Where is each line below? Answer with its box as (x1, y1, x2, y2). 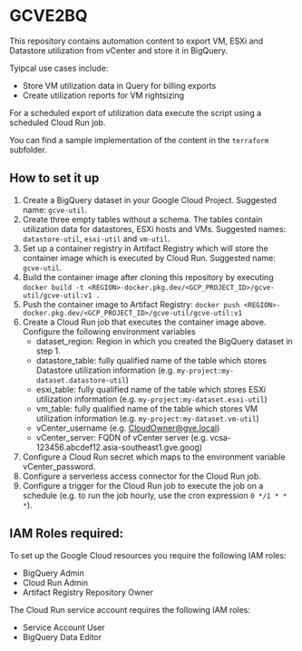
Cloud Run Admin (22, 577, 89, 588)
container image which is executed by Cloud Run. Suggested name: (22, 252, 277, 263)
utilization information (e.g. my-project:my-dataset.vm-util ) (35, 413, 260, 423)
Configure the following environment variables (22, 325, 197, 336)
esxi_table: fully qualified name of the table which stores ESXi (35, 384, 266, 394)
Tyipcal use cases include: (9, 63, 109, 73)
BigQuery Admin (22, 568, 84, 578)
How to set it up (9, 170, 100, 186)
